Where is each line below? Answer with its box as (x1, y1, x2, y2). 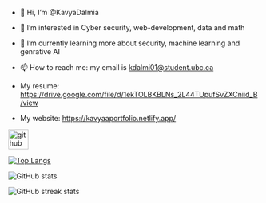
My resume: (19, 81, 60, 91)
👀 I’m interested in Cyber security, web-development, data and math (19, 23, 245, 32)
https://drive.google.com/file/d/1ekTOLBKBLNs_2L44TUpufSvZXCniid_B (19, 90, 258, 99)
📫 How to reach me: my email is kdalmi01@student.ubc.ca (19, 63, 214, 72)
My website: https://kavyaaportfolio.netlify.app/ (19, 114, 177, 123)
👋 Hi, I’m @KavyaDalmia (19, 8, 99, 17)
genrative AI (19, 47, 61, 56)
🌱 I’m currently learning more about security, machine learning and (19, 38, 240, 48)
